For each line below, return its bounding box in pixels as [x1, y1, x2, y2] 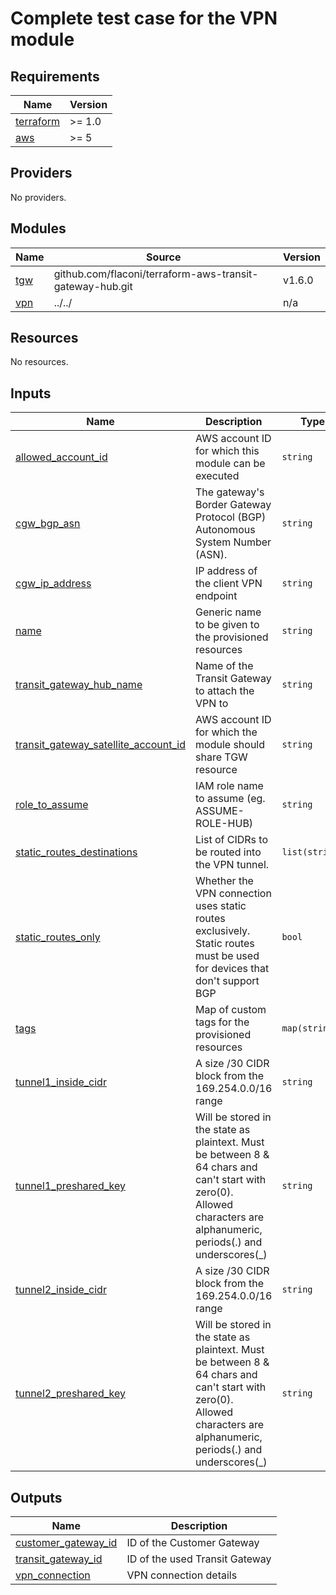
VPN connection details [126, 1568, 238, 1582]
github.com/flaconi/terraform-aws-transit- [53, 267, 259, 281]
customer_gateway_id [15, 1536, 118, 1550]
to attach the [195, 684, 255, 698]
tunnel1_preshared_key [15, 1179, 126, 1193]
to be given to [195, 618, 260, 632]
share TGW [195, 750, 248, 764]
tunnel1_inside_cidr [15, 1075, 107, 1089]
